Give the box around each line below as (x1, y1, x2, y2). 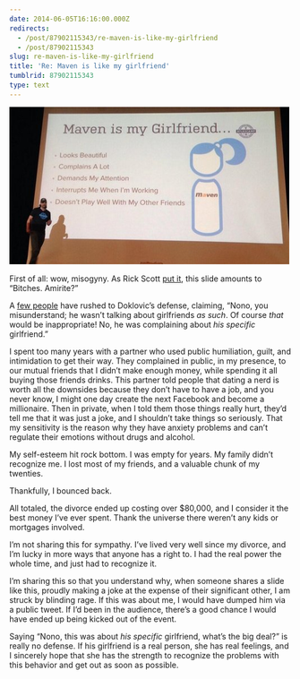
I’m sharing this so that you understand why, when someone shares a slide (9, 575, 285, 586)
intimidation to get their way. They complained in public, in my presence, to (9, 355, 287, 366)
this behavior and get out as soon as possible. (9, 659, 179, 670)
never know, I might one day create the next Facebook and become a (9, 393, 265, 404)
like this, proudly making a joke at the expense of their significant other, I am (9, 585, 291, 596)
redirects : (9, 23, 50, 33)
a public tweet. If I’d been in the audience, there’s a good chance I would (9, 604, 277, 615)
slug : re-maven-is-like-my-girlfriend (9, 52, 154, 62)
